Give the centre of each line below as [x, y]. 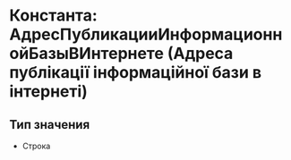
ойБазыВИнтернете [86, 54]
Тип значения [50, 125]
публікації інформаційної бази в [136, 73]
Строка [36, 146]
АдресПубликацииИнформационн [146, 34]
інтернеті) [48, 92]
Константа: [54, 16]
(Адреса [200, 54]
